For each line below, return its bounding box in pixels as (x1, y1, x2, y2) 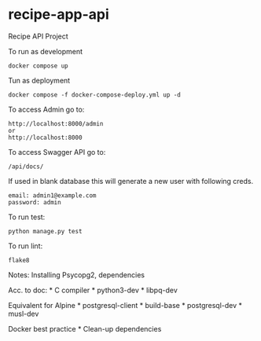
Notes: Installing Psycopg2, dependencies (8, 269, 145, 280)
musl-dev (8, 309, 39, 318)
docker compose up (8, 61, 68, 70)
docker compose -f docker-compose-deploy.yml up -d (8, 90, 181, 99)
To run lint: (8, 241, 43, 251)
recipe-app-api (8, 5, 110, 24)
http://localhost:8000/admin (8, 119, 104, 127)
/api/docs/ (8, 163, 44, 170)
